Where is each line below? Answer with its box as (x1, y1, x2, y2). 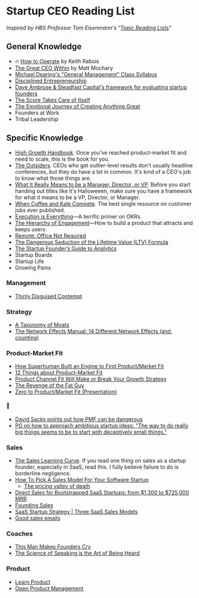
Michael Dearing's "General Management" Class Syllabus (14, 70, 158, 78)
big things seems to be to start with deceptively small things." (14, 428, 167, 436)
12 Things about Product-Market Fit (14, 369, 103, 377)
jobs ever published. (14, 206, 65, 214)
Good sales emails (14, 514, 61, 522)
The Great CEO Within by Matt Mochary (14, 64, 113, 72)
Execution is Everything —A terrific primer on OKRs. (14, 212, 142, 220)
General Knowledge (6, 42, 82, 52)
